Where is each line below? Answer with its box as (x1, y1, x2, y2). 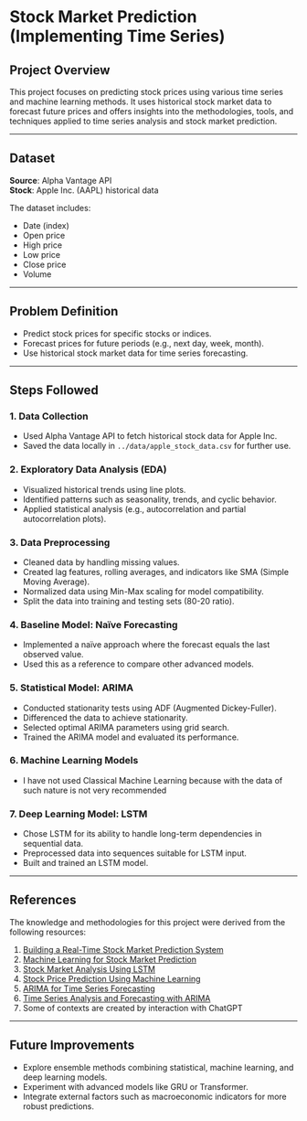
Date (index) (22, 219, 70, 230)
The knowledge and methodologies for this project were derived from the (9, 916, 286, 927)
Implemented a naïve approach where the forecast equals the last (22, 639, 270, 650)
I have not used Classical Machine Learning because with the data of (22, 774, 283, 785)
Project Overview (9, 62, 111, 78)
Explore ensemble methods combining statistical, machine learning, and (22, 1062, 294, 1073)
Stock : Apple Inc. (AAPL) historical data (9, 185, 159, 196)
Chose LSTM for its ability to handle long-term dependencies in (22, 828, 262, 839)
